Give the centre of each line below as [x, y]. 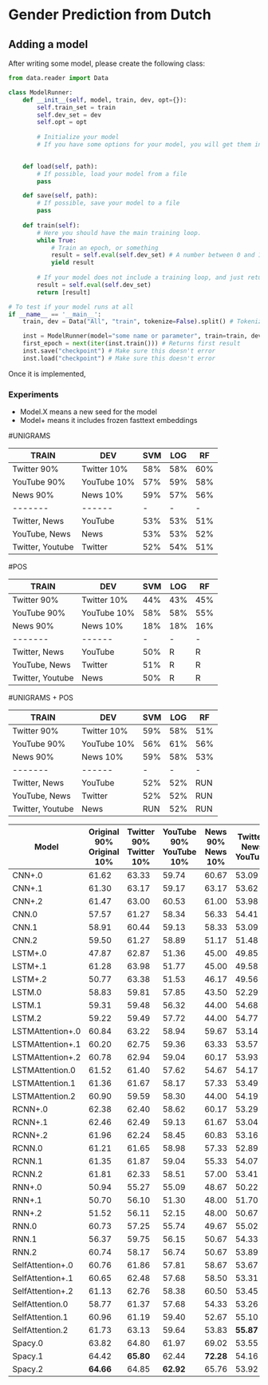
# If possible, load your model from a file [112, 174]
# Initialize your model [78, 138]
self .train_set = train [76, 107]
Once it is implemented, [47, 373]
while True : [57, 240]
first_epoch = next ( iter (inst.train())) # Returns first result [132, 344]
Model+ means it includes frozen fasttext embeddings [108, 421]
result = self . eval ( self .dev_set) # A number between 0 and [153, 255]
